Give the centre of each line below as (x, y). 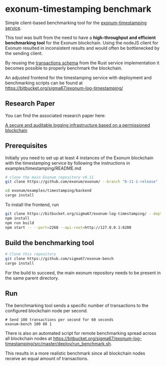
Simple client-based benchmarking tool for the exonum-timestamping (76, 23)
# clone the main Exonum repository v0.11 (49, 177)
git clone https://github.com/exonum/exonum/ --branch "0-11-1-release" (82, 182)
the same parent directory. (32, 278)
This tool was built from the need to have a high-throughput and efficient (81, 37)
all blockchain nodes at (29, 338)
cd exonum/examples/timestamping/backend (48, 191)
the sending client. (24, 53)
